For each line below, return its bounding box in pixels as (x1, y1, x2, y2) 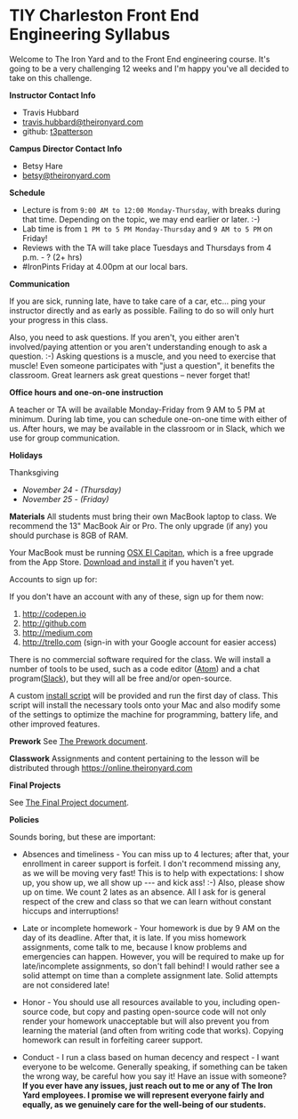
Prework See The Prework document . (9, 735, 149, 746)
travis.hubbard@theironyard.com (21, 117, 144, 127)
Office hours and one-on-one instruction (9, 386, 164, 397)
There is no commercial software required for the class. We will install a (9, 653, 271, 664)
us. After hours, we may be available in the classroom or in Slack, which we (9, 423, 286, 434)
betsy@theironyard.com (21, 170, 111, 181)
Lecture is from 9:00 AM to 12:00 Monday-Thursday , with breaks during (21, 204, 281, 215)
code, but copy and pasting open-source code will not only (49, 1006, 267, 1017)
